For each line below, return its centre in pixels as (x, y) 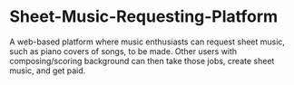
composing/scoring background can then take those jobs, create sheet (142, 61)
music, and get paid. (48, 71)
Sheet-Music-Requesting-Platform (144, 17)
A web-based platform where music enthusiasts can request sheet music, (147, 42)
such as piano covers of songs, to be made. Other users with (123, 51)
